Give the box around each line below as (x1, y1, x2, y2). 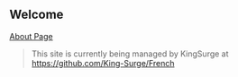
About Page (9, 30, 53, 41)
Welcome (9, 7, 64, 22)
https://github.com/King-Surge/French (31, 57, 175, 68)
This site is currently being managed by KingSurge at (31, 48, 229, 59)
